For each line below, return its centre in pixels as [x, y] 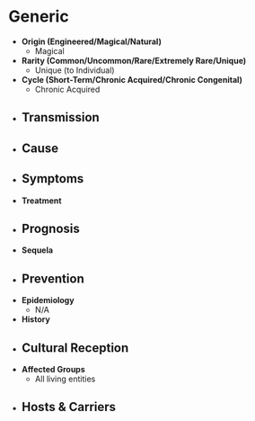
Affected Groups [53, 369]
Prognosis [50, 228]
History [35, 319]
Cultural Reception [75, 348]
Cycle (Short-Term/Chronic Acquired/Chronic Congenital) [132, 79]
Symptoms [53, 179]
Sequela [37, 250]
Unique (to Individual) [75, 70]
